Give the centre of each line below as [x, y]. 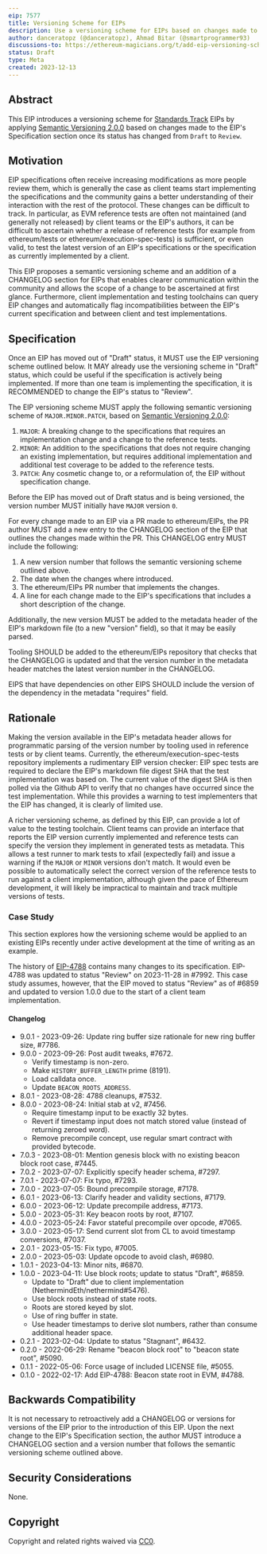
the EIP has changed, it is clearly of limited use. [86, 804]
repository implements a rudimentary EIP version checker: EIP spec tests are [133, 762]
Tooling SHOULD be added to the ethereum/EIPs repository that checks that [133, 652]
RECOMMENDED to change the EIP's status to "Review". [101, 392]
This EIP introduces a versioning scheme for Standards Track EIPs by [121, 119]
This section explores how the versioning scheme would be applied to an [128, 934]
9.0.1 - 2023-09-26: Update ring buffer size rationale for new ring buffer [137, 1037]
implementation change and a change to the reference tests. [119, 439]
